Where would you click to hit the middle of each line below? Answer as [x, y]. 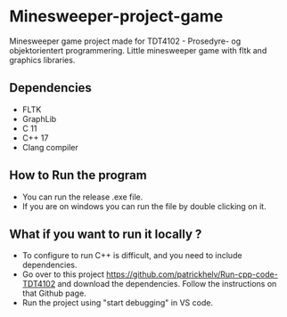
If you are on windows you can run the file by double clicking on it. [144, 206]
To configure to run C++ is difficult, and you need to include [132, 256]
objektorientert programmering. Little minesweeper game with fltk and [138, 50]
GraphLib [39, 118]
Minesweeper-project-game [116, 16]
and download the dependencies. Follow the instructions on [167, 284]
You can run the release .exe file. [82, 197]
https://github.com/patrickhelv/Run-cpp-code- [192, 274]
